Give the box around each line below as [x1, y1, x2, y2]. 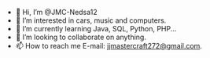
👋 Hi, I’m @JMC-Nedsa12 [15, 8, 98, 16]
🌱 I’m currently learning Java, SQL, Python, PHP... [15, 24, 177, 33]
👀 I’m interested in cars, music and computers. [15, 16, 167, 25]
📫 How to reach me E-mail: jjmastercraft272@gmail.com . [15, 42, 203, 50]
